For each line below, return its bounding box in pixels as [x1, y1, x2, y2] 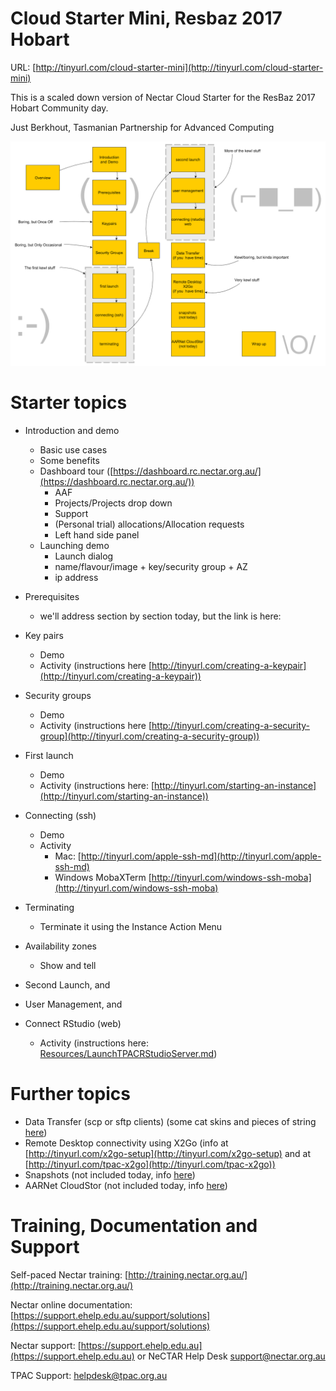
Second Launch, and [24, 979, 111, 991]
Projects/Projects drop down [54, 497, 173, 509]
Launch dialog [54, 550, 114, 562]
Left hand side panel [54, 529, 140, 541]
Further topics [10, 1083, 131, 1106]
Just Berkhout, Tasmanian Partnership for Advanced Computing [10, 121, 275, 133]
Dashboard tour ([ [39, 465, 114, 477]
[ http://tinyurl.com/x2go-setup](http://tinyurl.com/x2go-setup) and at [24, 1148, 311, 1160]
